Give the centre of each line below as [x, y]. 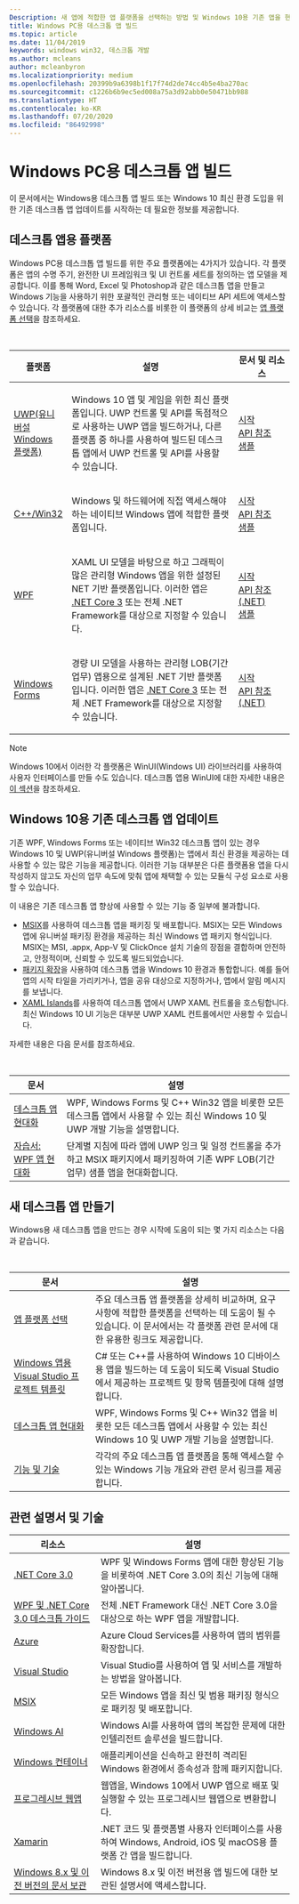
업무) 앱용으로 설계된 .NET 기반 [133, 676]
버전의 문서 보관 [56, 1885]
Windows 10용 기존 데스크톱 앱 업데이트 [114, 819]
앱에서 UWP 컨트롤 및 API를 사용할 [151, 453]
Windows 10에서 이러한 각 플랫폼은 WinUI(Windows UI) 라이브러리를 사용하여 [145, 766]
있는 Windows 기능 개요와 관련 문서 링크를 [179, 1470]
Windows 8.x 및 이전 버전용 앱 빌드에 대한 [185, 1872]
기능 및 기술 [37, 1470]
